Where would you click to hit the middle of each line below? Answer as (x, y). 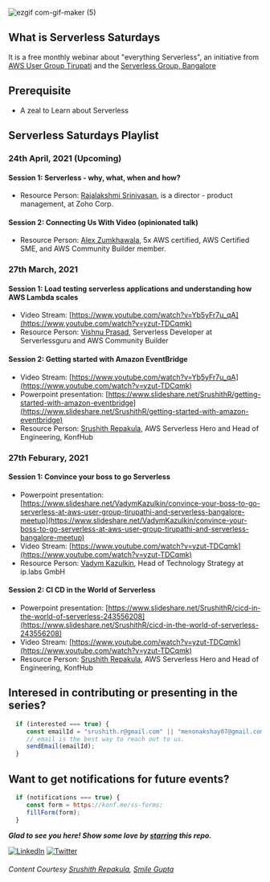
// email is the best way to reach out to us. (105, 739)
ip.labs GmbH (43, 572)
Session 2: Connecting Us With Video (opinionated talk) (103, 222)
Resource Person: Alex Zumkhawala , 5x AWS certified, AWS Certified (135, 240)
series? (27, 706)
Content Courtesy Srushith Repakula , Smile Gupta (91, 869)
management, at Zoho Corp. (67, 204)
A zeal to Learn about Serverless (74, 110)
